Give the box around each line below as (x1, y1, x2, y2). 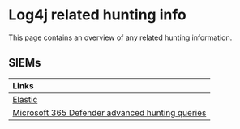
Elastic (12, 93, 38, 105)
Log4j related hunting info (8, 6, 186, 24)
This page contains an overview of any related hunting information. (8, 32, 233, 42)
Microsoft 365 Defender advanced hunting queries (12, 107, 207, 118)
